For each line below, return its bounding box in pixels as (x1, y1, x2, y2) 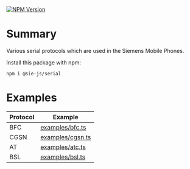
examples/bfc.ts (40, 123, 86, 131)
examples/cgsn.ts (40, 133, 91, 141)
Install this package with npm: (6, 58, 81, 66)
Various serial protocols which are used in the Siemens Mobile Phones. (6, 47, 185, 54)
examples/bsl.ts (40, 153, 86, 161)
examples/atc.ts (40, 143, 86, 151)
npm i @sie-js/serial (6, 71, 62, 77)
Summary (6, 27, 57, 41)
